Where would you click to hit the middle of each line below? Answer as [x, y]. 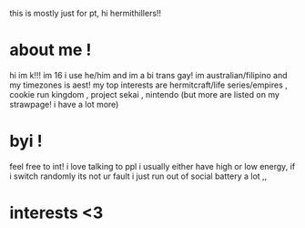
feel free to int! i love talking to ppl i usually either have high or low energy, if [152, 166]
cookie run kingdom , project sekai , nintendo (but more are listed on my [145, 94]
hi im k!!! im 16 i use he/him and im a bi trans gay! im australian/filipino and [148, 75]
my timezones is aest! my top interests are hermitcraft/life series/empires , [149, 85]
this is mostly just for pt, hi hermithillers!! [86, 13]
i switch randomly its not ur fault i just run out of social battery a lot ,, [138, 176]
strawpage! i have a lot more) [64, 104]
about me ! [51, 50]
